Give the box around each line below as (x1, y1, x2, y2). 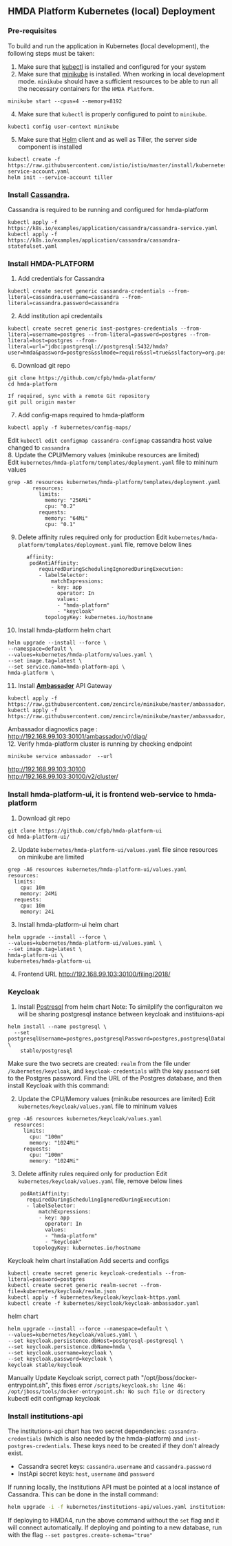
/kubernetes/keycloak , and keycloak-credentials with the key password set (8, 1067, 220, 1075)
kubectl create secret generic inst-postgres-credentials (8, 325, 178, 333)
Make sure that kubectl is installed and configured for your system (17, 62, 206, 71)
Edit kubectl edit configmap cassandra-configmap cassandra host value (8, 437, 213, 445)
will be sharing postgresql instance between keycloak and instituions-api (17, 1010, 224, 1018)
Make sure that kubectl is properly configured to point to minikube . (17, 109, 207, 118)
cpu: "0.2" (44, 503, 76, 510)
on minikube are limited (17, 853, 85, 861)
